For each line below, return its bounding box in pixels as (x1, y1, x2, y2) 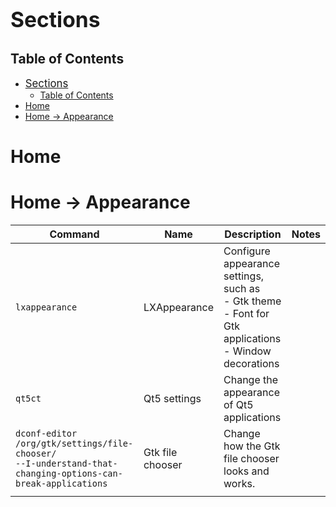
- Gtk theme (223, 294, 282, 308)
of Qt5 (223, 398, 254, 412)
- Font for (223, 307, 270, 321)
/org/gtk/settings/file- (15, 438, 134, 450)
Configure (223, 244, 271, 258)
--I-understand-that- (15, 458, 118, 470)
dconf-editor (15, 428, 78, 440)
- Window (223, 344, 272, 358)
